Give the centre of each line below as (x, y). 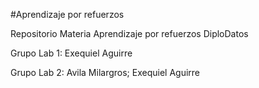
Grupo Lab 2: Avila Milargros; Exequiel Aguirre (105, 72)
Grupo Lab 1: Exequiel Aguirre (71, 53)
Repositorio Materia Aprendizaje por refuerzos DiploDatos (129, 33)
